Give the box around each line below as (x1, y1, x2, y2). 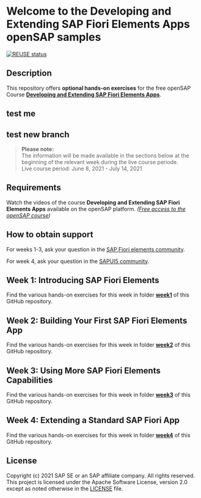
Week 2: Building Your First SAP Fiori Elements (6, 316, 188, 326)
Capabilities (6, 375, 53, 385)
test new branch (6, 129, 70, 140)
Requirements (6, 182, 61, 193)
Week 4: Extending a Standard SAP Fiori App (6, 415, 180, 425)
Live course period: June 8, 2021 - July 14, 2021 (21, 165, 142, 172)
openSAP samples (6, 31, 101, 44)
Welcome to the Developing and (6, 4, 172, 18)
